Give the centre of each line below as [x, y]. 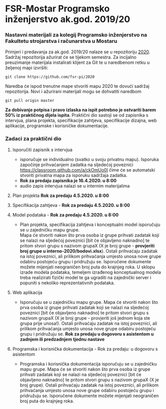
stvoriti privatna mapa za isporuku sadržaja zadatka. [74, 175]
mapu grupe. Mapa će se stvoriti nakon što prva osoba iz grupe [85, 369]
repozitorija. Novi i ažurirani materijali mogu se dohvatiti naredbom [73, 92]
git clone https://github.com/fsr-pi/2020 [50, 77]
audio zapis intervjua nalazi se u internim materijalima [75, 186]
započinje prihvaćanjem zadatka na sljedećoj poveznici [77, 165]
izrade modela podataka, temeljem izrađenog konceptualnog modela [90, 272]
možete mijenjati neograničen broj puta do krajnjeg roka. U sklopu [87, 267]
